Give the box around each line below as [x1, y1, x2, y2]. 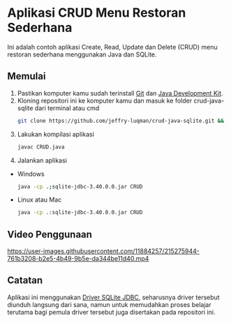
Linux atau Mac [17, 195, 62, 204]
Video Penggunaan [7, 228, 93, 240]
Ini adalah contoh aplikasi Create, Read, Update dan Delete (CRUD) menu [7, 43, 218, 51]
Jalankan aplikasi [17, 156, 68, 165]
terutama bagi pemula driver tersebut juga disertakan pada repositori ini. [7, 308, 216, 316]
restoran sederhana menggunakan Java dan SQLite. [7, 50, 157, 59]
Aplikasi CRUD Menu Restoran [7, 5, 186, 21]
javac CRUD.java [17, 143, 65, 151]
